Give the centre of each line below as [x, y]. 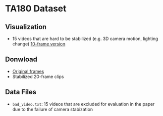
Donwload [21, 59]
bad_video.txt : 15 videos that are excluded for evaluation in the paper [83, 104]
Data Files [21, 92]
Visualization [26, 27]
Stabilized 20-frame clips [38, 77]
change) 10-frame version [39, 44]
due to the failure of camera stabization [53, 109]
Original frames [28, 71]
